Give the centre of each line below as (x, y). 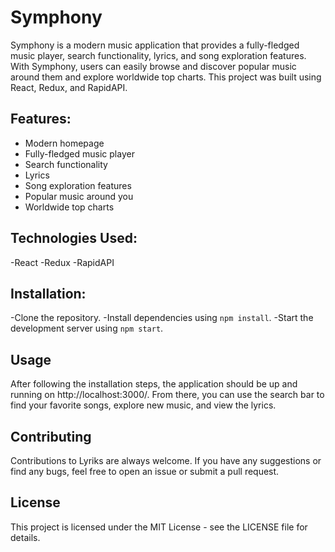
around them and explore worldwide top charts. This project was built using (166, 77)
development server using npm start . (87, 328)
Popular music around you (79, 196)
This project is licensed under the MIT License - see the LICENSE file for (159, 527)
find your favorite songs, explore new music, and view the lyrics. (143, 405)
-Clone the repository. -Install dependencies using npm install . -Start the (162, 318)
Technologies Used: (74, 238)
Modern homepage (64, 143)
